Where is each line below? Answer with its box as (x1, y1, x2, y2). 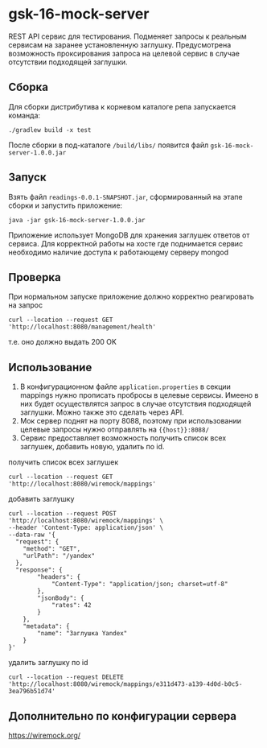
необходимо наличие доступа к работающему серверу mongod (8, 247, 229, 257)
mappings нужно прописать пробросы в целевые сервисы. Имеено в (19, 391, 259, 400)
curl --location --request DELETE (8, 673, 125, 681)
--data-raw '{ (8, 531, 56, 539)
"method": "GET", (23, 545, 81, 553)
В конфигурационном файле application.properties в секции (19, 382, 232, 391)
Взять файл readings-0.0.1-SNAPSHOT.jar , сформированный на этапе (8, 192, 243, 201)
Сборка (8, 81, 48, 94)
